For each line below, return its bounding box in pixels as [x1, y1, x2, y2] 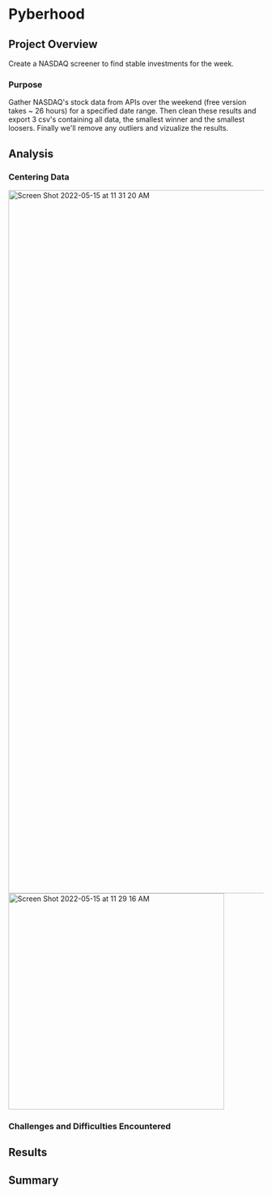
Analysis [8, 147, 54, 161]
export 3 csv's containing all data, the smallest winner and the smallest [8, 114, 245, 124]
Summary [8, 1173, 59, 1187]
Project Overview [8, 37, 98, 51]
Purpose [8, 79, 43, 90]
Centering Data [8, 171, 70, 183]
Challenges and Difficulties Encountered [8, 1120, 172, 1132]
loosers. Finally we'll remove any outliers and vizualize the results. [8, 123, 229, 133]
